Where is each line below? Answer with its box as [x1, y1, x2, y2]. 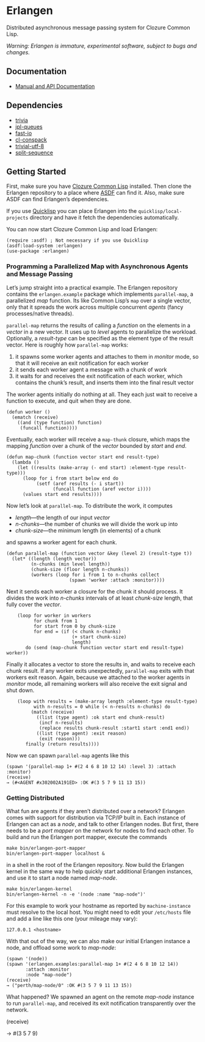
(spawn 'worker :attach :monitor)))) [69, 577, 165, 583]
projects [6, 215, 29, 221]
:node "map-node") [25, 971, 72, 978]
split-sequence [15, 149, 54, 156]
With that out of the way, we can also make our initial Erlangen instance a [6, 937, 190, 944]
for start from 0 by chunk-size [33, 623, 116, 629]
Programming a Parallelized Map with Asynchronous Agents [6, 262, 189, 271]
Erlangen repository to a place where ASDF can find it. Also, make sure [6, 189, 185, 196]
